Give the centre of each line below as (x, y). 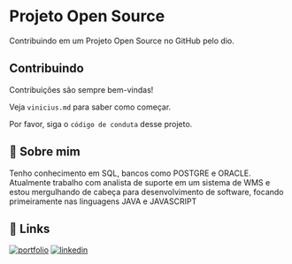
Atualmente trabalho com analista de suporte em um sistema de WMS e (140, 182)
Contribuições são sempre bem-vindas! (81, 89)
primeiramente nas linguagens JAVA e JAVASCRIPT (103, 201)
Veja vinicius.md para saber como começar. (90, 107)
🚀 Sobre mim (45, 152)
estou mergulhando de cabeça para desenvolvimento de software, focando (146, 192)
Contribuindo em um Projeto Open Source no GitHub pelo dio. (122, 41)
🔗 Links (30, 228)
